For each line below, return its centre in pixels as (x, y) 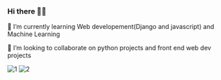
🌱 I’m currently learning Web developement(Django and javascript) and (111, 27)
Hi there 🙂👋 (27, 11)
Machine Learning (34, 34)
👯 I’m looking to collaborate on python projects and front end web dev (109, 48)
